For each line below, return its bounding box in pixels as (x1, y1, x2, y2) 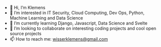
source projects (9, 31, 42, 36)
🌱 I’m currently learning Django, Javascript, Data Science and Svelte (9, 20, 148, 26)
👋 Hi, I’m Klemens (9, 5, 46, 10)
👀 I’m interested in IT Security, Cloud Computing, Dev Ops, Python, (9, 10, 145, 16)
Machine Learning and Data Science (9, 15, 83, 21)
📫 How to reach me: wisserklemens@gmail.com (9, 36, 108, 42)
